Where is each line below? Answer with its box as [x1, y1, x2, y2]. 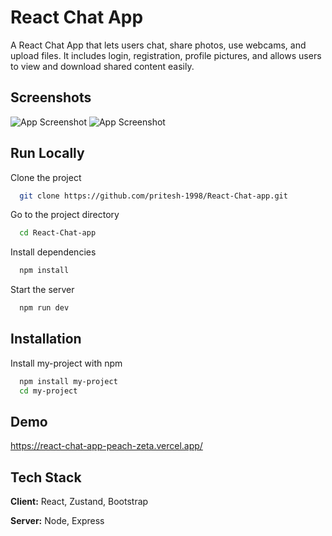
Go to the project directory [10, 209, 120, 221]
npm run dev [19, 303, 70, 313]
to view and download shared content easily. [10, 60, 195, 72]
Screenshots [10, 89, 92, 106]
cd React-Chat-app [19, 228, 97, 238]
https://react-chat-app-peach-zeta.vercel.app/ [10, 440, 203, 452]
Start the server [10, 284, 75, 296]
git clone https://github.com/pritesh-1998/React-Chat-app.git [19, 191, 288, 201]
